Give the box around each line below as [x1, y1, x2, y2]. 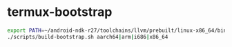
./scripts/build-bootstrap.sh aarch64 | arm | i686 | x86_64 [7, 33, 168, 40]
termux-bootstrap [7, 4, 113, 20]
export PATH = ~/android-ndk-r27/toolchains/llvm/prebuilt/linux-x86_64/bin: [7, 27, 230, 34]
